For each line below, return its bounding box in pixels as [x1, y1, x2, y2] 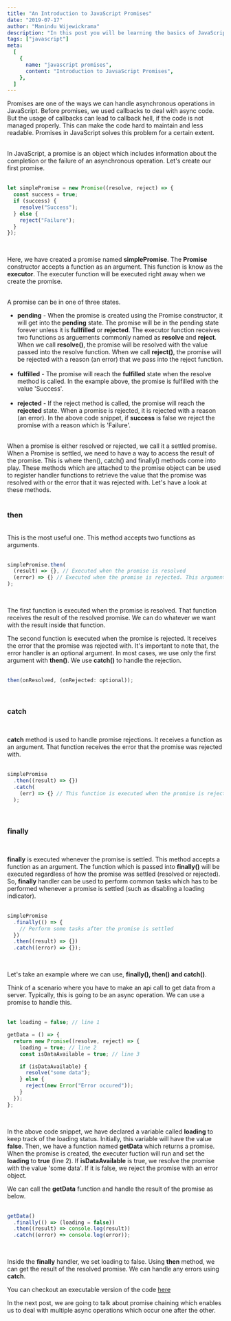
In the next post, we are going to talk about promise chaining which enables [7, 1299, 222, 1307]
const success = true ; [13, 191, 78, 198]
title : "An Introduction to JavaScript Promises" [7, 10, 153, 17]
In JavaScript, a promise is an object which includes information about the [7, 150, 217, 158]
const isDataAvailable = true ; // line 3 [19, 1050, 140, 1058]
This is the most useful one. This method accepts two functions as [7, 533, 196, 542]
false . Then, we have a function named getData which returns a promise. [7, 1142, 215, 1150]
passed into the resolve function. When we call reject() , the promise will [16, 348, 221, 356]
